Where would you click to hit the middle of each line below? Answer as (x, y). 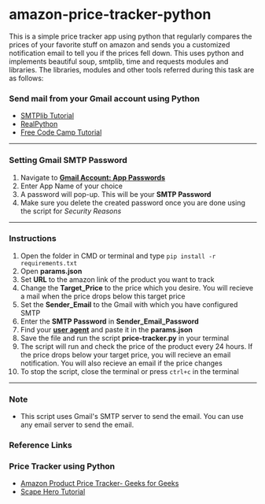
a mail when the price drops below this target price (103, 296)
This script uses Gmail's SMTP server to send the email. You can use (132, 417)
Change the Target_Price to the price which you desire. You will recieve (137, 287)
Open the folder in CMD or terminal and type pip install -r (118, 256)
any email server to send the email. (77, 425)
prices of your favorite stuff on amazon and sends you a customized (120, 44)
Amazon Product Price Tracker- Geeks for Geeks (99, 484)
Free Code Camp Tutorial (61, 132)
